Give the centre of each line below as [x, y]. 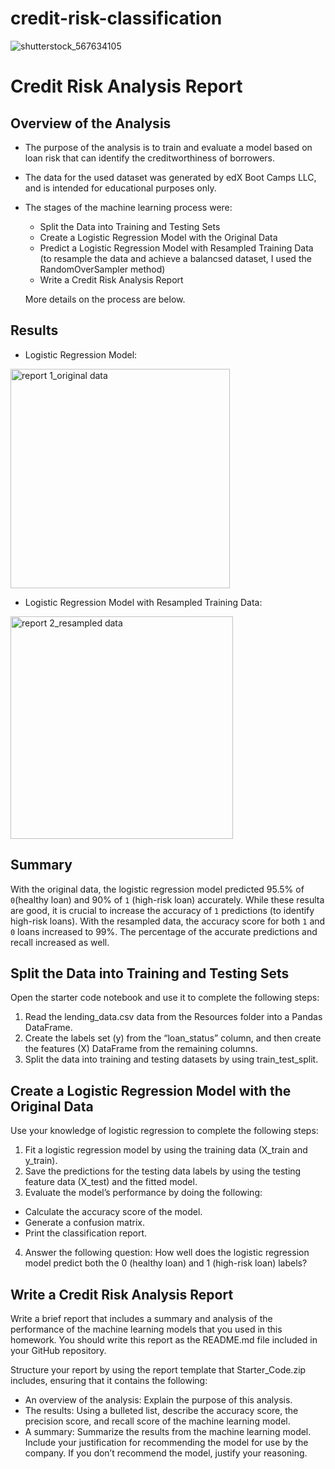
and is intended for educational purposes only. [120, 188]
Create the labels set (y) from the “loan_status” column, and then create [173, 1038]
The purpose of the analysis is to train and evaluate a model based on [168, 147]
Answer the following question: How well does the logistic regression [167, 1253]
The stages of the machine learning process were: [128, 207]
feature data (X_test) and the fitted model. [111, 1182]
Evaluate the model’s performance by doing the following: [143, 1193]
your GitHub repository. [58, 1350]
